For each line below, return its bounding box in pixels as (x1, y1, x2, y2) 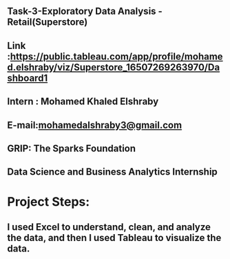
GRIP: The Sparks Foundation (7, 142, 136, 154)
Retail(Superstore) (7, 17, 88, 28)
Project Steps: (7, 193, 90, 209)
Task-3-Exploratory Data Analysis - (7, 6, 163, 17)
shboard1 (7, 72, 48, 84)
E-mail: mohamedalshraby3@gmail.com (7, 119, 182, 131)
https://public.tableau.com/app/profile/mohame (10, 50, 223, 62)
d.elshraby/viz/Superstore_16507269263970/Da (7, 61, 220, 73)
